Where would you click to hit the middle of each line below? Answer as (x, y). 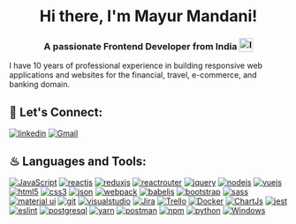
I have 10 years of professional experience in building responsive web (136, 66)
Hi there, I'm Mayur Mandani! (148, 16)
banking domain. (40, 85)
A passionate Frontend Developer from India (140, 46)
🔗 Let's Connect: (56, 112)
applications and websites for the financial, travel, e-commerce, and (133, 75)
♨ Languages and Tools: (78, 161)
